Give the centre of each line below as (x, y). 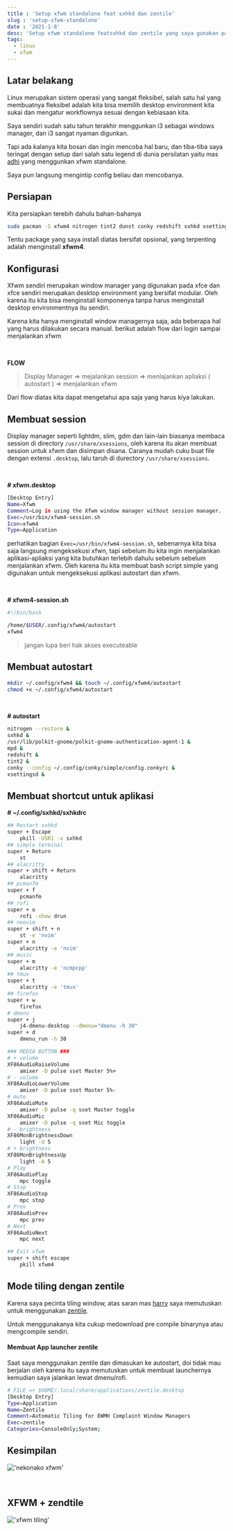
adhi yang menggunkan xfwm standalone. (67, 161)
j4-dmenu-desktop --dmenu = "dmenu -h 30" (79, 1026)
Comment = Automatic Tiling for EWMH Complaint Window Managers (99, 1416)
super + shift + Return (42, 871)
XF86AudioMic (26, 1116)
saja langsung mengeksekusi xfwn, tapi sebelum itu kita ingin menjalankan (114, 551)
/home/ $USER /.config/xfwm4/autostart (62, 626)
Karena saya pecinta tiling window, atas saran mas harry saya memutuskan (114, 1303)
